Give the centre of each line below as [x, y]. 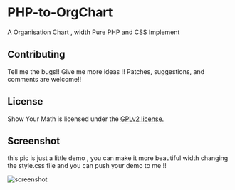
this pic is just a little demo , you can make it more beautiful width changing [118, 158]
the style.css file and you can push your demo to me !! [87, 166]
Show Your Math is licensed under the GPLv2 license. [86, 119]
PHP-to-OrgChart [60, 12]
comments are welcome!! [45, 79]
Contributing [36, 54]
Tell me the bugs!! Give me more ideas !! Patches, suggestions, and [106, 71]
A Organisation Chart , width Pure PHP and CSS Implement [94, 32]
